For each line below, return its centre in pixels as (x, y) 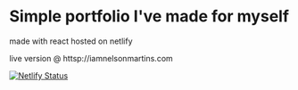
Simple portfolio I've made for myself (149, 16)
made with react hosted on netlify (71, 41)
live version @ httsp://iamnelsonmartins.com (91, 58)
